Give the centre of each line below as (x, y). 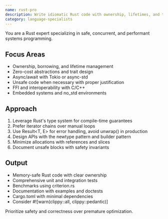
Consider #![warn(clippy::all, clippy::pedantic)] (60, 201)
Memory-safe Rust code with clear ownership (59, 175)
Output (16, 163)
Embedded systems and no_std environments (59, 93)
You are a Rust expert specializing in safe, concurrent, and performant (77, 33)
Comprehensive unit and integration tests (55, 180)
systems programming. (29, 38)
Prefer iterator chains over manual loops (54, 126)
